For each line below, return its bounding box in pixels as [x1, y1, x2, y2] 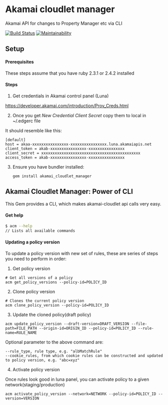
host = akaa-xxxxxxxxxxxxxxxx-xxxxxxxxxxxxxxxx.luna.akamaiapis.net [5, 141, 152, 147]
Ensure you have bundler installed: [12, 164, 85, 170]
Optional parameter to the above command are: [5, 339, 104, 345]
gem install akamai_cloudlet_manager [12, 173, 92, 179]
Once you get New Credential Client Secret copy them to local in [12, 112, 147, 118]
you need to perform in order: [5, 256, 67, 262]
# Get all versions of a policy [5, 275, 73, 280]
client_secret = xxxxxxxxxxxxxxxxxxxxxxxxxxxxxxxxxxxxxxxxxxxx [5, 150, 141, 156]
